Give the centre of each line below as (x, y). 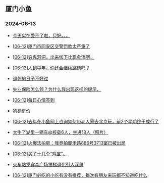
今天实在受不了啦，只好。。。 (41, 35)
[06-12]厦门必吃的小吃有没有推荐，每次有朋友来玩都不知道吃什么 (80, 175)
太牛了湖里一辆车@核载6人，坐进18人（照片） (60, 132)
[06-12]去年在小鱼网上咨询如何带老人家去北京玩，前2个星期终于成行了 (86, 121)
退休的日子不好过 (30, 78)
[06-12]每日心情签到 (34, 100)
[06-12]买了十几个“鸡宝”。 (40, 154)
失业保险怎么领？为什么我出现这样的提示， (57, 89)
